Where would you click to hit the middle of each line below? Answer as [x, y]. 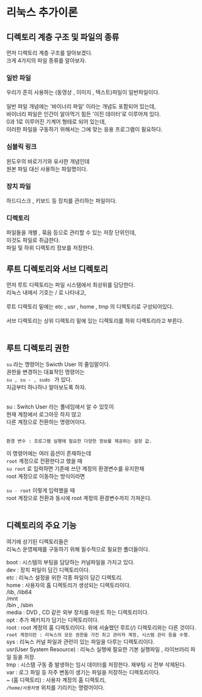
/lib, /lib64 [19, 592]
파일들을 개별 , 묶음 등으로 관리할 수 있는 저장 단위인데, [71, 232]
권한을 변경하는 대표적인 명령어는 [46, 372]
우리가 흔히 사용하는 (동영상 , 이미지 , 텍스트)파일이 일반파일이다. [83, 92]
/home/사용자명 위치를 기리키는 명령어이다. [56, 687]
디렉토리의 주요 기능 [41, 526]
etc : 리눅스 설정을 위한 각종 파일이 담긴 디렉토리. [65, 577]
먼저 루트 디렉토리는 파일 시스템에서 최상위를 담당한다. [71, 285]
